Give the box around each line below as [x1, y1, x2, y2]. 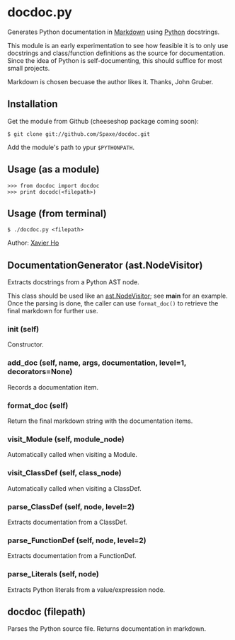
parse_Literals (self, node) [7, 569, 99, 579]
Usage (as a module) [7, 163, 101, 175]
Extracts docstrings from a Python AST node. [7, 278, 139, 286]
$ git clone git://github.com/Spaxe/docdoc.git [7, 130, 151, 138]
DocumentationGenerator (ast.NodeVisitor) [7, 259, 203, 271]
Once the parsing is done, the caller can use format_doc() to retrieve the [7, 299, 219, 308]
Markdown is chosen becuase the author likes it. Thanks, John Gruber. [7, 77, 214, 86]
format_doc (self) [7, 400, 69, 410]
